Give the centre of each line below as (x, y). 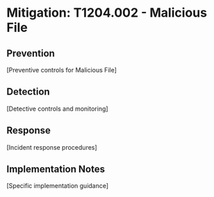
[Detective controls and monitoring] (57, 109)
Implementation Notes (56, 170)
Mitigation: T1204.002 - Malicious (107, 13)
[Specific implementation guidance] (58, 186)
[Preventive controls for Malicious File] (62, 70)
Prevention (31, 53)
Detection (28, 92)
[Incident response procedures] (52, 147)
